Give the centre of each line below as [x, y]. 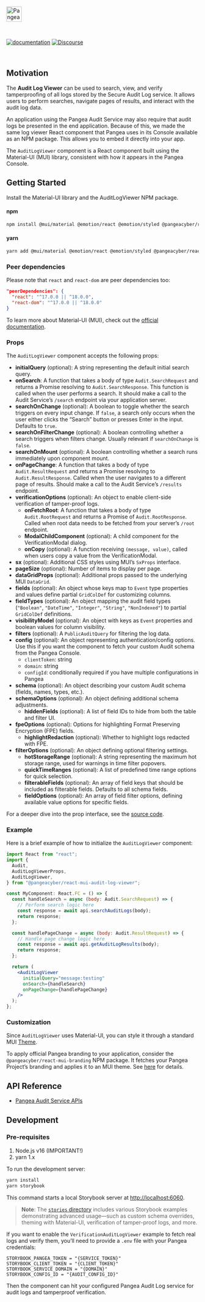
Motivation [27, 73]
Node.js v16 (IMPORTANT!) [49, 1151]
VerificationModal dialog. [56, 542]
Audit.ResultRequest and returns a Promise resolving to [85, 471]
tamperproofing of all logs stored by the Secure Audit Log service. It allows [101, 94]
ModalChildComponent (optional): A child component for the [101, 536]
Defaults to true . [36, 426]
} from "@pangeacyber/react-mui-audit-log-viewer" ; [73, 882]
